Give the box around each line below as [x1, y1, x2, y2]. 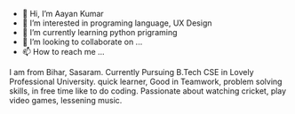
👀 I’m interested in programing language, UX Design [21, 18, 212, 28]
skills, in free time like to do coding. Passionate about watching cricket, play [9, 86, 287, 96]
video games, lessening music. [9, 95, 123, 105]
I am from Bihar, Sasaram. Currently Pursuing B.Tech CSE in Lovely [9, 67, 255, 77]
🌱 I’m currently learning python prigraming [21, 27, 178, 37]
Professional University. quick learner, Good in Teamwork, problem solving [9, 76, 283, 87]
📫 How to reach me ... [21, 47, 105, 57]
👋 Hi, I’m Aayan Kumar [21, 9, 104, 19]
